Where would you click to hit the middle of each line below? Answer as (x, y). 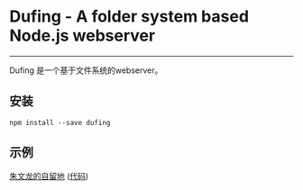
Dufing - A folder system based (129, 17)
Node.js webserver (83, 36)
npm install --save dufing (60, 122)
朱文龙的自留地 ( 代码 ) (49, 176)
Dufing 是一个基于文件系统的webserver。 (86, 70)
